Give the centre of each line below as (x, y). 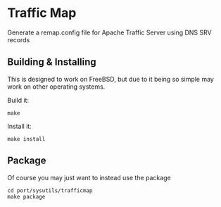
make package (26, 196)
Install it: (19, 126)
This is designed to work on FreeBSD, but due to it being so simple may (111, 79)
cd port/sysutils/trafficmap (50, 190)
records (19, 39)
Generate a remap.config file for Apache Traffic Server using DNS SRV (110, 32)
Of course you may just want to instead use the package (89, 177)
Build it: (18, 100)
